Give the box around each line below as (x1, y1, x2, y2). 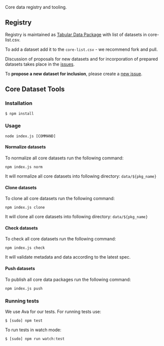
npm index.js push (5, 286, 43, 291)
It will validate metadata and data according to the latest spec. (5, 254, 131, 260)
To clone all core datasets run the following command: (5, 195, 115, 201)
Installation (5, 100, 33, 107)
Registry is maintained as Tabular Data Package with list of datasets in (5, 32, 147, 38)
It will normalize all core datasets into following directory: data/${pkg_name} (5, 173, 157, 179)
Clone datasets (5, 185, 37, 191)
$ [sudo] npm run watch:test (5, 336, 65, 341)
